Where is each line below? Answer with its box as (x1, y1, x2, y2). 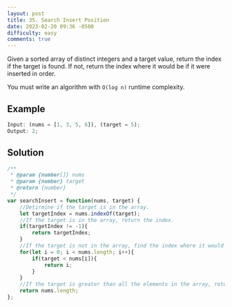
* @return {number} (10, 185, 67, 192)
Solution (7, 147, 44, 159)
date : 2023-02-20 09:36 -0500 (7, 23, 95, 30)
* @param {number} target (10, 178, 85, 185)
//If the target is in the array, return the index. (19, 216, 175, 223)
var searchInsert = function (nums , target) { (7, 197, 140, 204)
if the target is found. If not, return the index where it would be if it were (7, 62, 211, 71)
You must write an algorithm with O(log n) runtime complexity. (7, 83, 185, 91)
